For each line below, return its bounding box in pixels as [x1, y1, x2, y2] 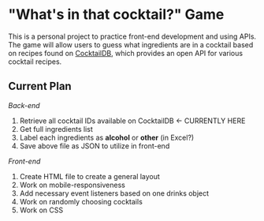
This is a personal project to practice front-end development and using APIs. [8, 32, 257, 41]
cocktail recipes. [8, 57, 62, 66]
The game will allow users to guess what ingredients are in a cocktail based [8, 39, 254, 49]
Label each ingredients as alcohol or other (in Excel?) [19, 133, 195, 142]
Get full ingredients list [19, 124, 93, 133]
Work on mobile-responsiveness [19, 180, 126, 189]
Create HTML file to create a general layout [19, 171, 160, 181]
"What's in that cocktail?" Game [8, 6, 225, 24]
